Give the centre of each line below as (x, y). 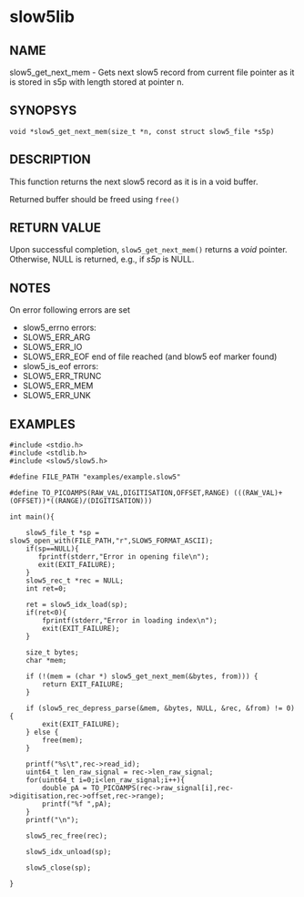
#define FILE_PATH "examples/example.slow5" (95, 477)
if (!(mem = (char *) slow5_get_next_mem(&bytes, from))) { (142, 676)
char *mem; (46, 661)
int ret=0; (46, 589)
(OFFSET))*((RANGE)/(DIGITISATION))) (81, 501)
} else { (42, 732)
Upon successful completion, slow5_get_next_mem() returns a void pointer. (149, 250)
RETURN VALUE (56, 228)
